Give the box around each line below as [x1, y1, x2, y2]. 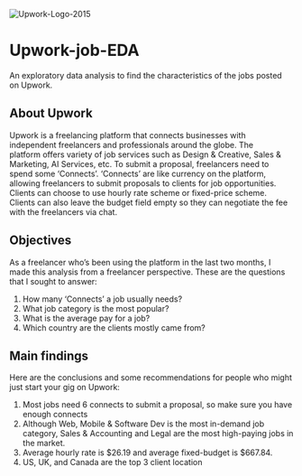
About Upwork [9, 106, 93, 121]
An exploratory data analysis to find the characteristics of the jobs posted [9, 70, 282, 80]
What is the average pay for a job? [22, 313, 151, 323]
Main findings [9, 348, 88, 363]
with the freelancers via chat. [9, 206, 118, 217]
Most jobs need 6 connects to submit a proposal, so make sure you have [22, 399, 293, 410]
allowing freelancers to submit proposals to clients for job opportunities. [9, 177, 277, 189]
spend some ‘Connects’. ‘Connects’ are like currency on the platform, [9, 168, 267, 179]
